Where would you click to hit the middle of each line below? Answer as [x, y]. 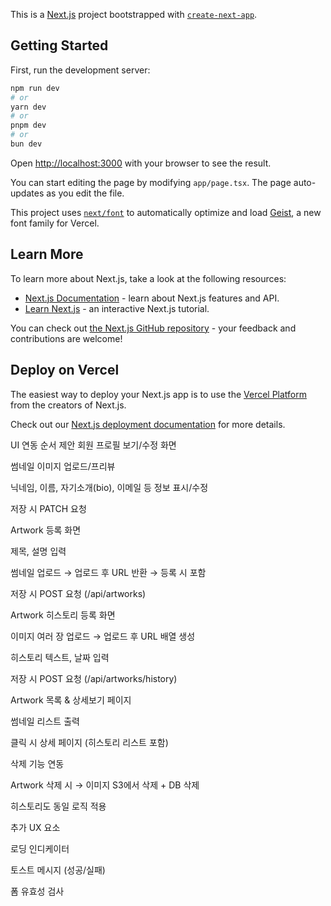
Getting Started [59, 45]
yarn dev [28, 107]
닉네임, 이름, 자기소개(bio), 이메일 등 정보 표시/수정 [109, 487]
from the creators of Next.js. [68, 405]
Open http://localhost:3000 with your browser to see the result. [141, 163]
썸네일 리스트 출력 [45, 721]
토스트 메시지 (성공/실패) [58, 870]
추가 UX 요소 [35, 827]
